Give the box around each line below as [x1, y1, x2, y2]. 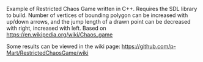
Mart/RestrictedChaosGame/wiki [6, 49, 89, 57]
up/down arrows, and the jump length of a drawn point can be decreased [6, 18, 191, 25]
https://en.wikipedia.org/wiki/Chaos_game [6, 31, 113, 38]
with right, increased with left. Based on [6, 24, 106, 32]
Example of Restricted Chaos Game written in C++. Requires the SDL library [6, 5, 197, 12]
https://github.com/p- [121, 43, 176, 50]
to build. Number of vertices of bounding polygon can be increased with [6, 12, 188, 19]
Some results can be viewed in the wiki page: [6, 43, 120, 50]
